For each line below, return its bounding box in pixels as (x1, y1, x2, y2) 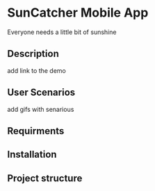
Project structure (7, 172, 83, 184)
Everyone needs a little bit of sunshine (7, 28, 117, 36)
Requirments (7, 125, 65, 137)
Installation (7, 149, 57, 160)
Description (7, 48, 59, 60)
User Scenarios (7, 87, 76, 99)
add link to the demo (7, 66, 66, 74)
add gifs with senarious (7, 105, 74, 113)
